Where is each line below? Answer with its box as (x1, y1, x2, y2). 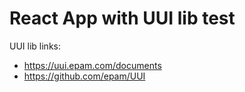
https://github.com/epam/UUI (23, 70, 146, 82)
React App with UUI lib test (9, 7, 236, 30)
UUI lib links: (9, 40, 61, 52)
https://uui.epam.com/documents (23, 59, 162, 71)
